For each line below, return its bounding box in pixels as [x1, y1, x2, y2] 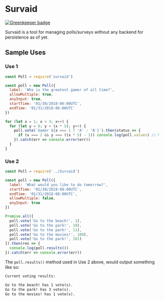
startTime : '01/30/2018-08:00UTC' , [9, 187, 82, 192]
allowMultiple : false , [9, 196, 56, 201]
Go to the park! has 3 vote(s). [5, 287, 71, 292]
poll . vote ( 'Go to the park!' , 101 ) [9, 236, 82, 241]
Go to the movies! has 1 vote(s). [5, 292, 76, 297]
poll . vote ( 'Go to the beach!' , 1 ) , [9, 218, 82, 223]
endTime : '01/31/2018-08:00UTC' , [9, 192, 78, 196]
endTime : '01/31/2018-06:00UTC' [9, 106, 76, 110]
